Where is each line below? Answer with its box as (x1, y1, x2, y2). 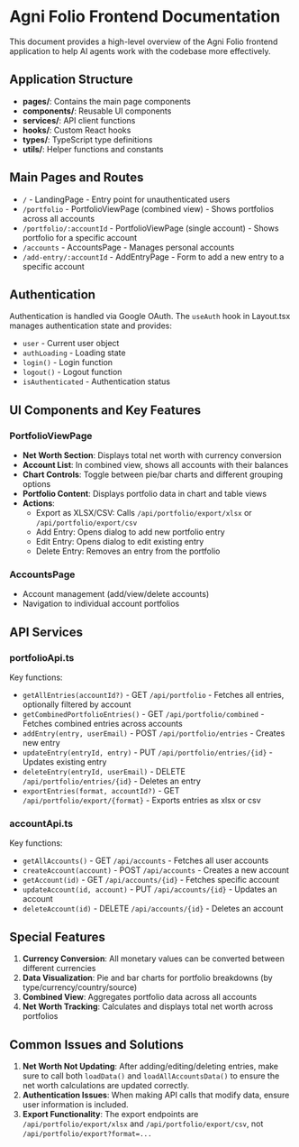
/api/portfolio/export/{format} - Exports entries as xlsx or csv (22, 795, 261, 806)
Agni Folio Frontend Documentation (9, 6, 281, 27)
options (22, 479, 51, 490)
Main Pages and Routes (9, 170, 144, 186)
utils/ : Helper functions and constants (22, 143, 164, 154)
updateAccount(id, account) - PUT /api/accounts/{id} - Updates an (22, 884, 277, 895)
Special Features (9, 929, 106, 944)
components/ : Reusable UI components (22, 106, 172, 116)
